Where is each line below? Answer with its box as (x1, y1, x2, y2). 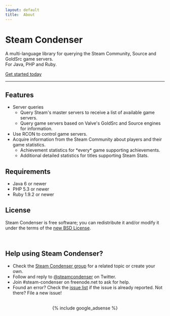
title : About (5, 12, 35, 17)
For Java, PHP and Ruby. (5, 61, 57, 67)
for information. (20, 126, 53, 132)
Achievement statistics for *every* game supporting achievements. (20, 147, 160, 153)
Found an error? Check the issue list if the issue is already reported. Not (12, 284, 163, 290)
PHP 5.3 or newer (12, 186, 50, 192)
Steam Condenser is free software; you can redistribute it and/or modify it (5, 219, 159, 225)
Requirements (5, 167, 51, 176)
